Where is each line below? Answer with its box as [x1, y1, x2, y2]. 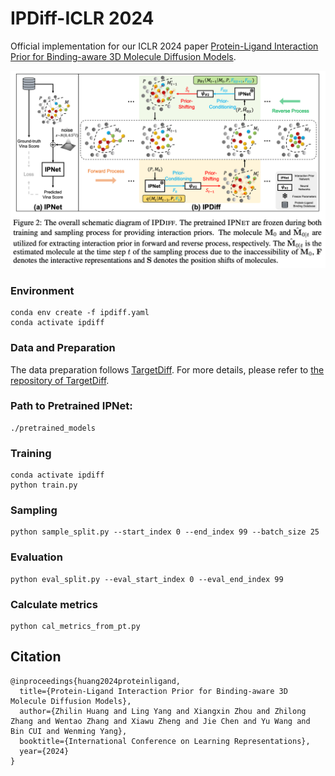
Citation [10, 648, 62, 666]
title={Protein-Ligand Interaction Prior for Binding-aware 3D [19, 686, 288, 696]
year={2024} [19, 746, 70, 756]
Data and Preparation [10, 341, 116, 355]
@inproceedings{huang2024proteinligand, [10, 676, 182, 686]
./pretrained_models [10, 423, 97, 433]
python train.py [10, 480, 78, 491]
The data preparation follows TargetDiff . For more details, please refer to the [10, 363, 325, 376]
